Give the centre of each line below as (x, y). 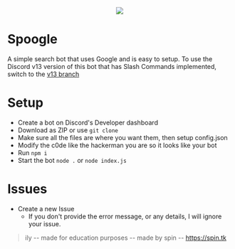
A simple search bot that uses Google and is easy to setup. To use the (110, 59)
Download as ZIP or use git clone (68, 130)
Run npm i (32, 152)
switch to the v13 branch (43, 74)
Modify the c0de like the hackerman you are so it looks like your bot (117, 145)
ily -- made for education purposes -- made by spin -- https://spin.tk (125, 238)
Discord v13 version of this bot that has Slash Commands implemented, (112, 66)
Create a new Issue (46, 208)
